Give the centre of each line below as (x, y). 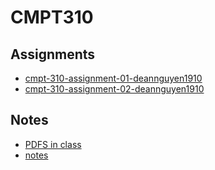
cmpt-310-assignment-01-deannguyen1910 (113, 78)
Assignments (53, 54)
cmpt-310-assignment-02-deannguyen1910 (114, 89)
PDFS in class (53, 144)
